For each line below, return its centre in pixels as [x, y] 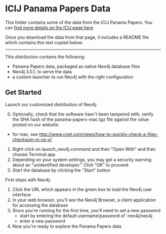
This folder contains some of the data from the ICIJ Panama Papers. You [79, 22]
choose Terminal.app [34, 154]
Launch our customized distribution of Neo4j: [51, 104]
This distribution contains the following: [45, 57]
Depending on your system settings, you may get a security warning [82, 160]
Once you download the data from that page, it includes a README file [77, 37]
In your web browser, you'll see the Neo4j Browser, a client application [84, 200]
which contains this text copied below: [44, 42]
